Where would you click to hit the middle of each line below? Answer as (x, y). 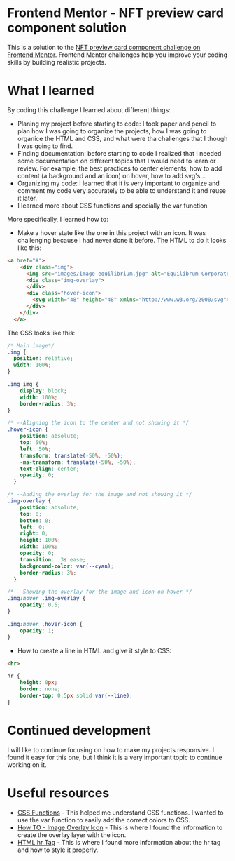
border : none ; (40, 689)
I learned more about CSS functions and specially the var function (112, 206)
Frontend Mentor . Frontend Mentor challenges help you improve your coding (117, 55)
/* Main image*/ (31, 345)
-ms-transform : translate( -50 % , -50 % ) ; (78, 462)
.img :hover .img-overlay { (47, 599)
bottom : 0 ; (36, 521)
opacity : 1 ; (37, 630)
